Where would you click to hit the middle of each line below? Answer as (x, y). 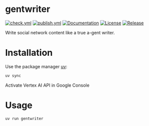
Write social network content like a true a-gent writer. (60, 32)
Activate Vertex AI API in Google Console (47, 85)
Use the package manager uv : (36, 66)
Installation (29, 53)
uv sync (13, 76)
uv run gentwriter (24, 119)
